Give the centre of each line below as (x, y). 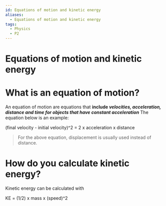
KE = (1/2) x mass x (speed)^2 (37, 198)
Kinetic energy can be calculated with (45, 188)
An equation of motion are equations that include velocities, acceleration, (83, 107)
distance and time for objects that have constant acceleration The (77, 112)
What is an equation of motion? (72, 93)
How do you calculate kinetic (68, 164)
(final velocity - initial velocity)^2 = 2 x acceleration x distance (70, 128)
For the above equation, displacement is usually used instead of (84, 137)
